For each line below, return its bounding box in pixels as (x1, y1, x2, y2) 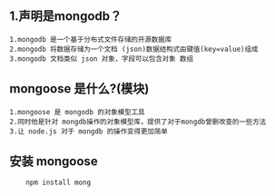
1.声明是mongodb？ (9, 8, 123, 24)
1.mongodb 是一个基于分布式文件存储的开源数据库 (9, 34, 172, 44)
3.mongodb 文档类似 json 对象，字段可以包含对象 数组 (9, 54, 193, 64)
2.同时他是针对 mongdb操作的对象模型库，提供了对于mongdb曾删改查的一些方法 (9, 117, 267, 126)
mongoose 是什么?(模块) (9, 81, 150, 97)
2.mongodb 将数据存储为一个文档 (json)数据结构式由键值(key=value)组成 (9, 44, 259, 54)
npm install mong (25, 178, 92, 188)
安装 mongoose (9, 153, 98, 170)
